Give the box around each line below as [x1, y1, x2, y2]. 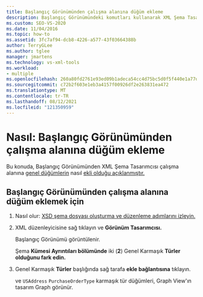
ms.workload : [6, 65, 39, 71]
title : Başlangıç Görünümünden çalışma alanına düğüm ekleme [6, 8, 164, 15]
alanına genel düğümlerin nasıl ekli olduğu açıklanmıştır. [6, 170, 145, 177]
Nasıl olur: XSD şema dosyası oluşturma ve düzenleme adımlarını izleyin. [14, 212, 196, 220]
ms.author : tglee [6, 48, 50, 54]
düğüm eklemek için [6, 196, 85, 206]
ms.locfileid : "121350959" [6, 104, 74, 110]
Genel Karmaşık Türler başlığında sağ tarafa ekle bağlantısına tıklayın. [14, 266, 192, 273]
